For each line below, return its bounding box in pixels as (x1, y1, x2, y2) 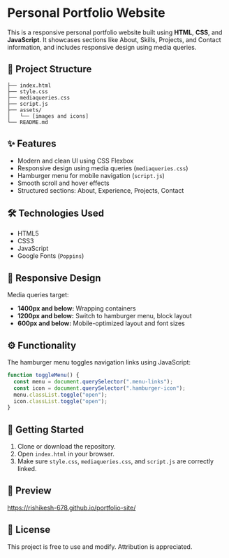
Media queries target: (7, 291, 69, 299)
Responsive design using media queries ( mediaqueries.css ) (17, 163, 189, 172)
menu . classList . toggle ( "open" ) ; (13, 391, 108, 398)
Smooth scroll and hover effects (17, 179, 110, 187)
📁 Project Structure (7, 63, 92, 75)
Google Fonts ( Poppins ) (17, 252, 84, 260)
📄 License (7, 524, 51, 536)
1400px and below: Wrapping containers (17, 304, 136, 313)
